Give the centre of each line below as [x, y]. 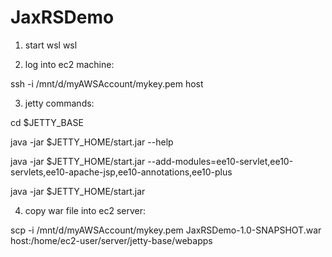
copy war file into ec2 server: [85, 210]
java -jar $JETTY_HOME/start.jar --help [92, 142]
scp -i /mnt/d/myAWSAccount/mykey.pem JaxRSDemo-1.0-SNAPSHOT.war [166, 230]
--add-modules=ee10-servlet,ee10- [220, 161]
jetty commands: [59, 103]
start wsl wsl [51, 45]
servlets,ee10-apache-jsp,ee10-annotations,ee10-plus [121, 172]
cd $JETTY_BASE [47, 122]
